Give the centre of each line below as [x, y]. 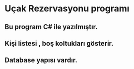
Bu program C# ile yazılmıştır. [51, 27]
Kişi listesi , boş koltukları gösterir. [59, 43]
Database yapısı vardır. [41, 60]
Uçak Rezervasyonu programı [67, 9]
